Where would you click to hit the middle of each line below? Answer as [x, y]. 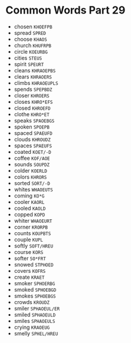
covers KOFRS [30, 271]
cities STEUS [28, 58]
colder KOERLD [31, 170]
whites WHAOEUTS [34, 189]
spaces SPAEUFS [33, 146]
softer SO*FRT [30, 258]
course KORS [29, 252]
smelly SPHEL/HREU [36, 333]
